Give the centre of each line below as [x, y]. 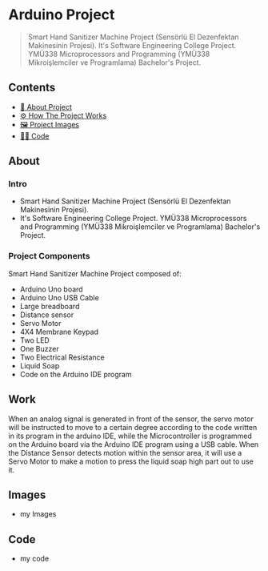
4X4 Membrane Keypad [59, 332]
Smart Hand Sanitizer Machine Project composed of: [95, 273]
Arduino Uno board [51, 289]
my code [34, 559]
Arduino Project [62, 15]
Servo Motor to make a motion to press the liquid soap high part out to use [131, 461]
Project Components [49, 256]
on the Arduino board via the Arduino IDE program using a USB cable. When [134, 444]
